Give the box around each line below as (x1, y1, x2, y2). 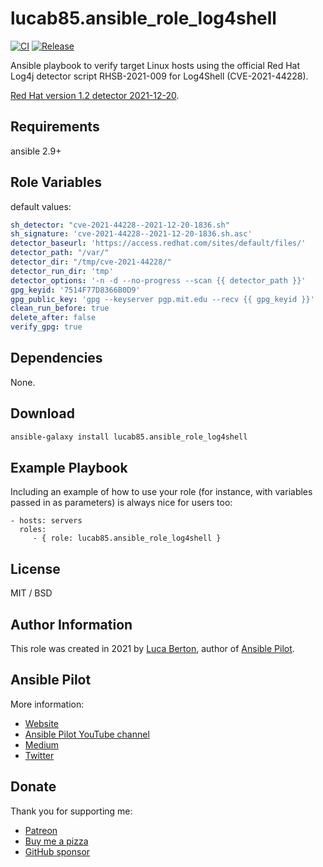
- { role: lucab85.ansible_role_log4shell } (32, 533, 222, 544)
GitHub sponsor (24, 845, 91, 857)
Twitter (24, 749, 55, 761)
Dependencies (10, 350, 103, 367)
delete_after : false (10, 313, 97, 323)
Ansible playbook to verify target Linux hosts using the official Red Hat (10, 59, 301, 71)
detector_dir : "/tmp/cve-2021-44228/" (10, 257, 172, 267)
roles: (19, 525, 47, 535)
